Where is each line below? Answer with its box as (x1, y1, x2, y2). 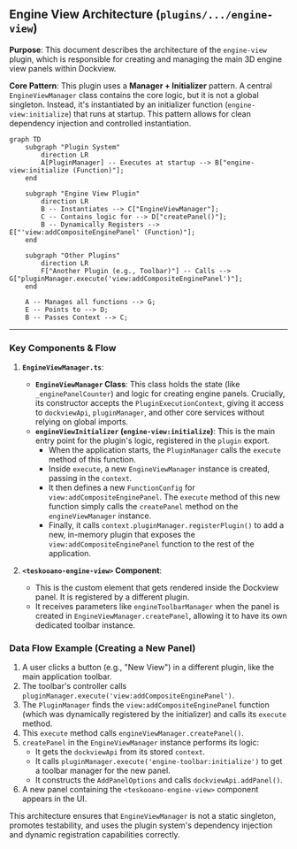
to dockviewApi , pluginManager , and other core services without (34, 407, 265, 418)
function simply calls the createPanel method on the (48, 501, 239, 512)
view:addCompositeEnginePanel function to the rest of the (48, 539, 255, 549)
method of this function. (48, 455, 137, 465)
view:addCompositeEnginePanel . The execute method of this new (48, 492, 281, 502)
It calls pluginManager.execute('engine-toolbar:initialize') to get (34, 756, 283, 767)
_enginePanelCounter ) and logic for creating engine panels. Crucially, (34, 388, 286, 399)
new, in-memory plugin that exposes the (48, 530, 196, 540)
